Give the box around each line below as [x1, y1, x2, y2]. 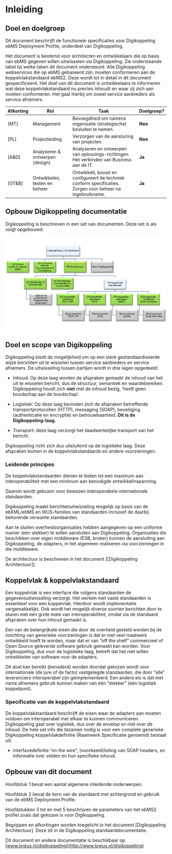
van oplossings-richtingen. [72, 151, 130, 157]
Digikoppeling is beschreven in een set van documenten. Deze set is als [5, 221, 157, 227]
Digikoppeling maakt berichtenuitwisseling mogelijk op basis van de [5, 503, 148, 509]
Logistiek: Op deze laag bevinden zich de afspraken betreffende [12, 401, 148, 408]
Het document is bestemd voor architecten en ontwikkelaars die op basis [5, 53, 160, 59]
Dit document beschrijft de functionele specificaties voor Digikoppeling [5, 37, 156, 44]
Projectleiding [32, 136, 62, 142]
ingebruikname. [72, 191, 105, 197]
